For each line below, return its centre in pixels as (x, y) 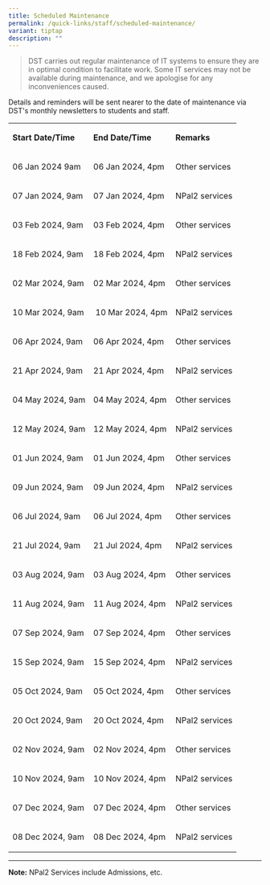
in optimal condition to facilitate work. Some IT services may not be (139, 70)
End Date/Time (123, 137)
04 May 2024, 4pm (130, 400)
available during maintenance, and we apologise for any (121, 78)
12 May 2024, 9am (49, 429)
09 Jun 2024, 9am (48, 487)
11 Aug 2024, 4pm (130, 604)
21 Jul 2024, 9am (47, 546)
